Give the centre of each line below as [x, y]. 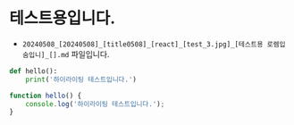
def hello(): [34, 71]
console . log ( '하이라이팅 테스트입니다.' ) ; [95, 104]
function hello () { [46, 96]
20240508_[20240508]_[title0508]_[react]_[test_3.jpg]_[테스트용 [143, 44]
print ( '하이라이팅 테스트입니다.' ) [81, 79]
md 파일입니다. [85, 54]
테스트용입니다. [63, 18]
